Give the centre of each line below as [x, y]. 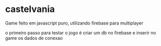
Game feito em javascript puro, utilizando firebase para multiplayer [74, 23]
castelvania [30, 9]
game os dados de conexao [34, 38]
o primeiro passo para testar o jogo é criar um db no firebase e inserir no [80, 32]
